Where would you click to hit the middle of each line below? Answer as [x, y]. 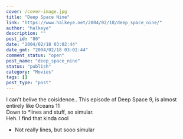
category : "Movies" [30, 72]
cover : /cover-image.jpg [37, 11]
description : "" [26, 34]
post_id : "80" [24, 39]
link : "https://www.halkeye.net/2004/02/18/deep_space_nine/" [84, 22]
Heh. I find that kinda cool [37, 118]
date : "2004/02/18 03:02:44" [42, 45]
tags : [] [17, 77]
